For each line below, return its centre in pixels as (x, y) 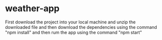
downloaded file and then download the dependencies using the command (81, 27)
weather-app (32, 9)
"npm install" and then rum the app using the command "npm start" (74, 32)
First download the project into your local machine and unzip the (70, 22)
